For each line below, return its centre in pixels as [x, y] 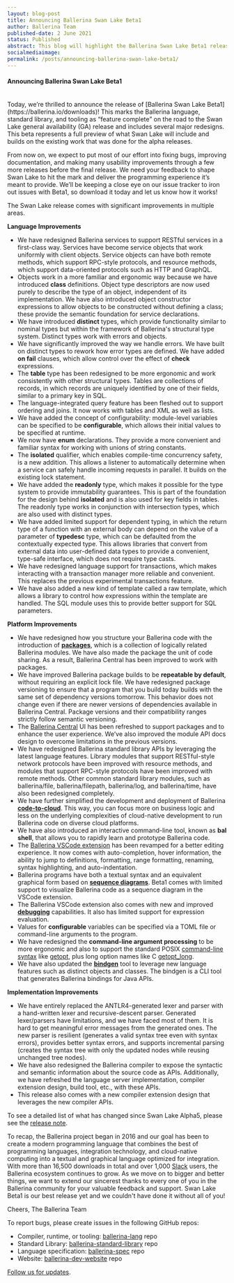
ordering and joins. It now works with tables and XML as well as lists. [116, 410]
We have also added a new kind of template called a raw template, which [122, 588]
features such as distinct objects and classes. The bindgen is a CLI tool [119, 971]
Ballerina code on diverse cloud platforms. [78, 823]
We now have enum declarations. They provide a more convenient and [119, 440]
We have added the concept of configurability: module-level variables [117, 418]
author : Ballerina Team [42, 27]
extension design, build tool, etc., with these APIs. [89, 1087]
